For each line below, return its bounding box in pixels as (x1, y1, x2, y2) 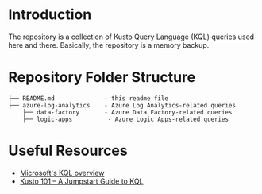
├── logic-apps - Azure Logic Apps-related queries (22, 115, 229, 123)
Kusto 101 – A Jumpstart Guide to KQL (19, 177, 144, 186)
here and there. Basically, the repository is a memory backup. (8, 40, 210, 49)
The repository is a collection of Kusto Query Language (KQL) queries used (8, 32, 255, 41)
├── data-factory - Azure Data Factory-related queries (22, 108, 233, 116)
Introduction (8, 6, 92, 24)
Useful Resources (8, 142, 129, 160)
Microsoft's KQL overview (19, 168, 105, 177)
